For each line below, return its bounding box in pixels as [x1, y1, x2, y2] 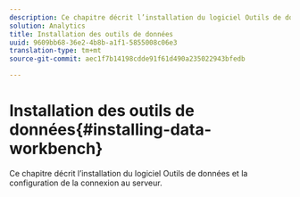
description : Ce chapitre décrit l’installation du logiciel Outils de [9, 12, 281, 22]
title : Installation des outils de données [9, 29, 174, 38]
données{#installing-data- [9, 119, 212, 140]
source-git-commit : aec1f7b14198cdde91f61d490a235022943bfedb [9, 54, 246, 63]
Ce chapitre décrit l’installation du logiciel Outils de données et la [9, 168, 248, 178]
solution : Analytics [9, 21, 87, 30]
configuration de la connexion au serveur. [9, 177, 162, 188]
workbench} [9, 139, 104, 159]
